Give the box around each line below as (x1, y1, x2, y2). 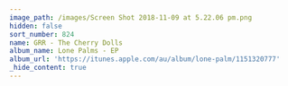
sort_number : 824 (9, 30, 75, 39)
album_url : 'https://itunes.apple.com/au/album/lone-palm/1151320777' (9, 55, 281, 64)
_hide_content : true (9, 64, 88, 73)
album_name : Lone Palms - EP (9, 47, 119, 56)
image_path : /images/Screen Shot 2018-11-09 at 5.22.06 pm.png (9, 13, 253, 22)
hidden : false (9, 21, 63, 30)
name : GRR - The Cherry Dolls (9, 38, 124, 47)
